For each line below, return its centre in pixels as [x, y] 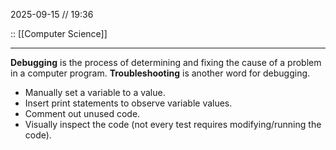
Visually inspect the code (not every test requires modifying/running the [173, 124]
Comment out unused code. [82, 113]
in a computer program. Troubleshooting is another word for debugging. [160, 73]
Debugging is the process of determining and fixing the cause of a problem [166, 62]
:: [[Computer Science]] [59, 33]
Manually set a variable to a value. [95, 92]
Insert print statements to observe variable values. [128, 103]
